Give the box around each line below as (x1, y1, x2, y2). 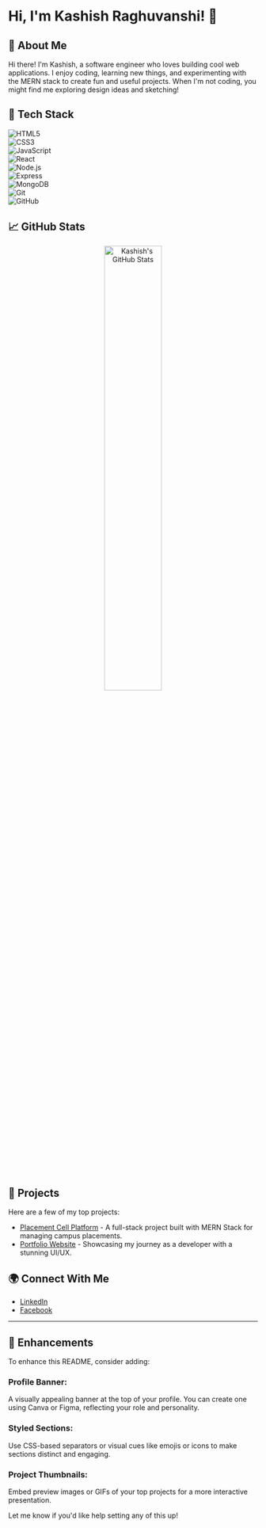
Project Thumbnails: (8, 1469, 89, 1480)
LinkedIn (19, 1297, 48, 1306)
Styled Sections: (8, 1423, 74, 1434)
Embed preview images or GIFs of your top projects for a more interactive (8, 1487, 248, 1496)
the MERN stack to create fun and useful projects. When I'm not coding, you (8, 77, 257, 86)
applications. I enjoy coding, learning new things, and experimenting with (8, 68, 247, 78)
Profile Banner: (8, 1376, 67, 1387)
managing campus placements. (19, 1231, 123, 1240)
